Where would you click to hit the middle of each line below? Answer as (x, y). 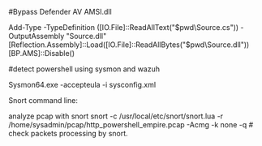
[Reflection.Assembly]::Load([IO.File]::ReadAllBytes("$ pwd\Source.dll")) (129, 45)
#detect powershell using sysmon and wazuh (84, 69)
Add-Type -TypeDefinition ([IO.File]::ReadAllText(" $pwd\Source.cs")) (124, 27)
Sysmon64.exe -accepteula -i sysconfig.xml (82, 85)
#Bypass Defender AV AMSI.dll (60, 12)
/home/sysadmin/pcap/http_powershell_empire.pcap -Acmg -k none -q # (131, 125)
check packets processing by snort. (68, 133)
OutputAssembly (37, 36)
